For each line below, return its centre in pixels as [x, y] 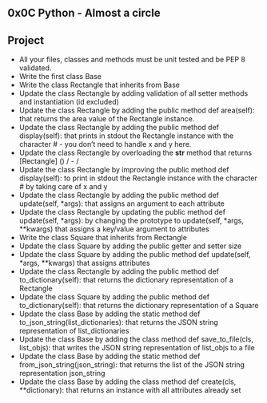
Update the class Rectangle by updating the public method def [122, 212]
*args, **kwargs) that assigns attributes [84, 263]
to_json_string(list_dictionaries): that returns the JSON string [119, 322]
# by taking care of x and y [63, 187]
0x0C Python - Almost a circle [84, 13]
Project [26, 40]
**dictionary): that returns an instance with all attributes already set [130, 390]
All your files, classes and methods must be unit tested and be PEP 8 [132, 60]
